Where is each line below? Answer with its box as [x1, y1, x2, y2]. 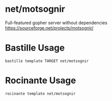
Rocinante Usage [5, 75, 76, 86]
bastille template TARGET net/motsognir [5, 58, 89, 64]
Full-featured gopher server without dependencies [5, 20, 108, 26]
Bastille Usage [5, 42, 65, 54]
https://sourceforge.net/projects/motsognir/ [5, 25, 94, 31]
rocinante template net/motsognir [5, 91, 76, 96]
